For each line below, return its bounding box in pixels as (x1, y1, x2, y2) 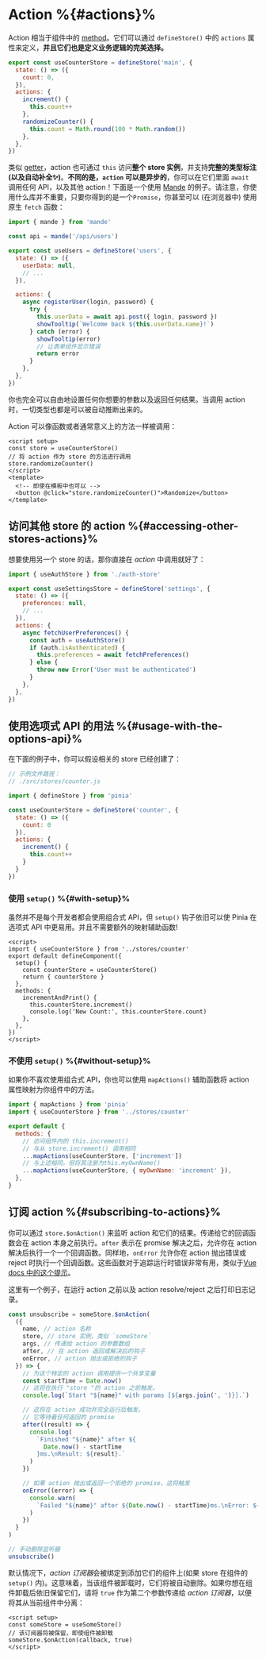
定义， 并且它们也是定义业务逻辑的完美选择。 (21, 42, 168, 52)
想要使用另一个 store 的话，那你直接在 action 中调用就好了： (8, 554, 206, 564)
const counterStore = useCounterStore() (22, 966, 158, 974)
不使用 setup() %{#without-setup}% (8, 1055, 151, 1066)
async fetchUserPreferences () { (22, 629, 129, 637)
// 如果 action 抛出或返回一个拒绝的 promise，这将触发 (22, 1480, 190, 1487)
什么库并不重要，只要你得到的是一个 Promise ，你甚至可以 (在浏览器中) (14, 192, 241, 202)
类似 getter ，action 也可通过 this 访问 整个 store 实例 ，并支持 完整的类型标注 (8, 163, 257, 172)
